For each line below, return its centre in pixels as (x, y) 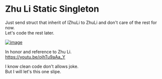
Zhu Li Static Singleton (52, 9)
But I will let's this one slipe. (33, 71)
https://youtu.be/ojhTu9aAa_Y (35, 57)
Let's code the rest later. (30, 33)
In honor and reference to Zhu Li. (39, 52)
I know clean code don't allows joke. (42, 66)
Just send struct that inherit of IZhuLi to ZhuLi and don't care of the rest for (81, 22)
